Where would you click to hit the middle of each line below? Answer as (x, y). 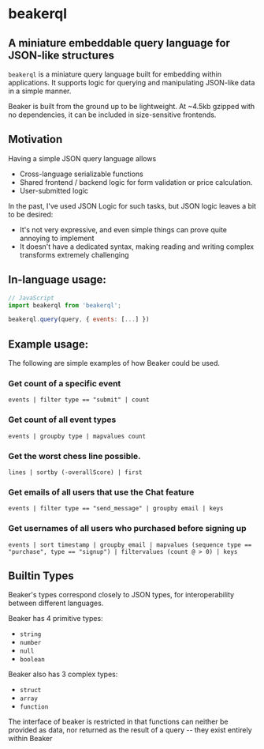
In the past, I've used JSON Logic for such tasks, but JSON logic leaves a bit (132, 205)
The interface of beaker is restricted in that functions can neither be (118, 722)
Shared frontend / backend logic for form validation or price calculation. (136, 182)
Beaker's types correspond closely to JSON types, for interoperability (121, 595)
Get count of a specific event (65, 383)
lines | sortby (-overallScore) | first (76, 472)
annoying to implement (57, 238)
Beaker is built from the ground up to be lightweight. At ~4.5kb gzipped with (132, 106)
